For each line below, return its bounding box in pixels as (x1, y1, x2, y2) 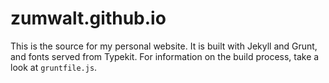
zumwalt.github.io (10, 7, 167, 30)
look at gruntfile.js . (10, 61, 98, 73)
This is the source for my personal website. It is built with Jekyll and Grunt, (10, 40, 318, 52)
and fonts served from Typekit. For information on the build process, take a (10, 50, 320, 62)
